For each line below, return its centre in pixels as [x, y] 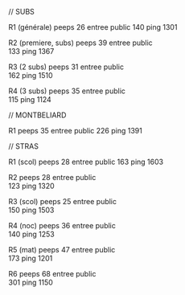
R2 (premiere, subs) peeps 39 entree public [80, 43]
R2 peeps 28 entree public [52, 177]
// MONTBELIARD [37, 115]
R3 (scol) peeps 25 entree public [63, 201]
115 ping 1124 [30, 99]
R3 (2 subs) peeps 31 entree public [66, 67]
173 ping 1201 [31, 258]
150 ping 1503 [31, 210]
